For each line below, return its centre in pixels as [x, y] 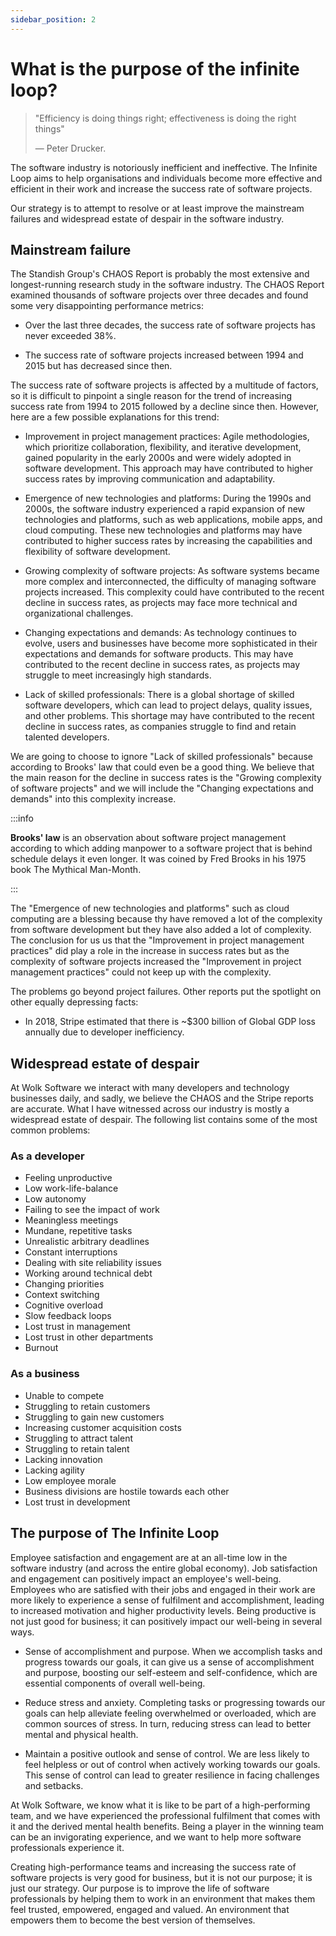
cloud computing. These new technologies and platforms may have [163, 530]
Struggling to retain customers [87, 1406]
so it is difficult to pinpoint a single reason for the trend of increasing [151, 396]
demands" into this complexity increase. [93, 799]
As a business [45, 1374]
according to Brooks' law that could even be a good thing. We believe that [162, 767]
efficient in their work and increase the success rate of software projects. [161, 188]
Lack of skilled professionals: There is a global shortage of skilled [159, 695]
